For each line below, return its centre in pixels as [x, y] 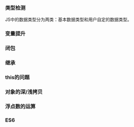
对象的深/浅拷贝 [24, 92]
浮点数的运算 [21, 106]
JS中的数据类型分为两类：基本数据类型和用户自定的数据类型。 [68, 20]
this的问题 [17, 77]
